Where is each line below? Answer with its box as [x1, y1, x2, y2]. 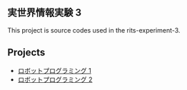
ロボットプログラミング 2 [17, 75, 93, 84]
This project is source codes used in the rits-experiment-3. [7, 26, 181, 34]
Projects [7, 47, 46, 59]
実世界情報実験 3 [7, 6, 82, 19]
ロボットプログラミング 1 [17, 66, 91, 74]
